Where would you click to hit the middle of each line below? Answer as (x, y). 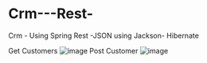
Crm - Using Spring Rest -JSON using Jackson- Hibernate (103, 35)
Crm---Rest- (51, 14)
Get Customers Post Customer (73, 50)
